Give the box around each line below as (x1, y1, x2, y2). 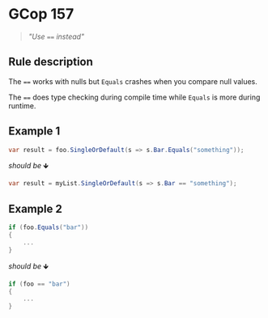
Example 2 (8, 201, 62, 215)
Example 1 (8, 125, 61, 138)
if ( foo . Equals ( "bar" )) (8, 223, 89, 231)
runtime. (8, 100, 36, 110)
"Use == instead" (28, 32, 85, 41)
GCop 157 (8, 5, 74, 23)
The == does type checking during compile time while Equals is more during (8, 92, 261, 102)
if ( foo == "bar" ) (8, 280, 70, 288)
